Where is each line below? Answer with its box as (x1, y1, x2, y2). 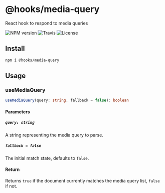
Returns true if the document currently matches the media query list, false (5, 177, 160, 183)
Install (5, 44, 25, 53)
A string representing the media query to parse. (5, 132, 104, 138)
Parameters (5, 109, 30, 115)
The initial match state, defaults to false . (5, 155, 89, 161)
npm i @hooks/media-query (5, 58, 59, 63)
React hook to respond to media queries (5, 20, 88, 26)
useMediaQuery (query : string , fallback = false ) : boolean (5, 98, 129, 103)
